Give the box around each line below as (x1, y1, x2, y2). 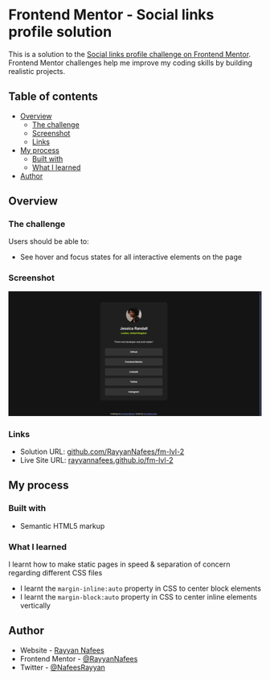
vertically (19, 601, 51, 611)
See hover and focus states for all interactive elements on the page (19, 252, 243, 262)
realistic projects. (8, 66, 66, 76)
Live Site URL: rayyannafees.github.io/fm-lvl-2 (19, 455, 174, 465)
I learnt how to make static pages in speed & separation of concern (8, 559, 231, 569)
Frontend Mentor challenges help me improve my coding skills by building (8, 58, 253, 68)
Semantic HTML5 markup (19, 521, 105, 530)
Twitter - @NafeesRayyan (19, 662, 106, 672)
